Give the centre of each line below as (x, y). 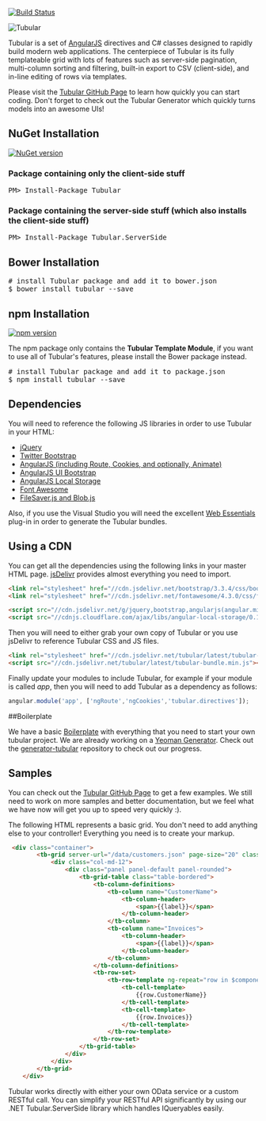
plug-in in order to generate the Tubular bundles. (88, 521)
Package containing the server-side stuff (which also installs (127, 211)
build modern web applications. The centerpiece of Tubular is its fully (122, 51)
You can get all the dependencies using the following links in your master (127, 565)
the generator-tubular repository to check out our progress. (105, 748)
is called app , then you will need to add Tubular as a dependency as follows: (133, 687)
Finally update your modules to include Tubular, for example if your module (130, 678)
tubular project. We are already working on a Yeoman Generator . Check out (131, 740)
